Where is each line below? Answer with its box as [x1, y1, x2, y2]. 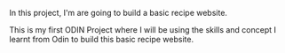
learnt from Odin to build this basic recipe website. [9, 34, 194, 44]
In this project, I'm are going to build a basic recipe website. [9, 8, 228, 18]
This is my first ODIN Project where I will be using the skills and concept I [9, 25, 277, 34]
